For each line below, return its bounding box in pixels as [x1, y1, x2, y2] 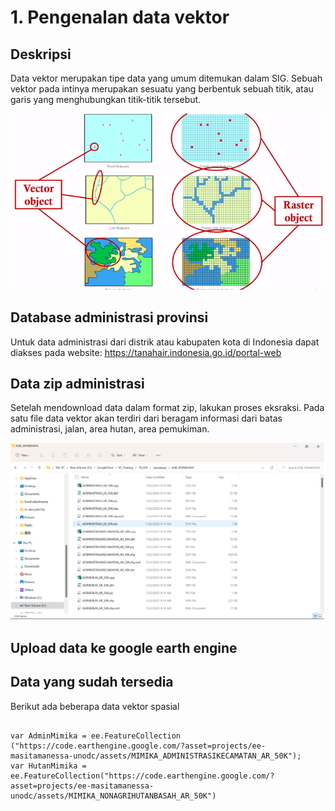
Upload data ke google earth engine [10, 639, 238, 656]
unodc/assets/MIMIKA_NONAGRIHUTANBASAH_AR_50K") [10, 791, 217, 801]
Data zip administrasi [10, 375, 145, 392]
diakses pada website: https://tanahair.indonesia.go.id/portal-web [10, 346, 282, 358]
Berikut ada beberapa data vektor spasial [10, 700, 180, 712]
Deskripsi [10, 46, 72, 63]
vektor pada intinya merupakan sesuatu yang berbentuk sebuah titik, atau [10, 83, 314, 95]
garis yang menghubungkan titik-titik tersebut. [10, 94, 202, 105]
